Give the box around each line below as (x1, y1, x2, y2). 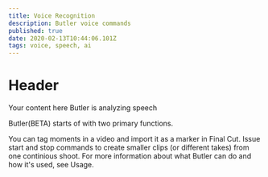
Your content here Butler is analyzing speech (8, 103, 158, 113)
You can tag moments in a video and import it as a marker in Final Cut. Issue (8, 134, 261, 144)
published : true (8, 27, 63, 35)
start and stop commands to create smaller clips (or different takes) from (8, 142, 249, 153)
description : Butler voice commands (8, 19, 131, 27)
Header (8, 76, 59, 95)
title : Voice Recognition (8, 11, 95, 20)
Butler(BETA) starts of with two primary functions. (8, 118, 174, 129)
